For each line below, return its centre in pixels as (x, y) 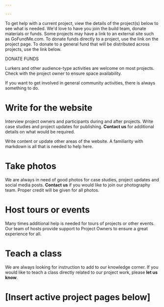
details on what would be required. (40, 132)
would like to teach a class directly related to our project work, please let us (82, 272)
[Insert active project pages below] (78, 297)
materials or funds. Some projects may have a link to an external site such (80, 33)
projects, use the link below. (33, 49)
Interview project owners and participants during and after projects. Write (79, 121)
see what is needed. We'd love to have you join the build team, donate (76, 28)
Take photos (31, 166)
